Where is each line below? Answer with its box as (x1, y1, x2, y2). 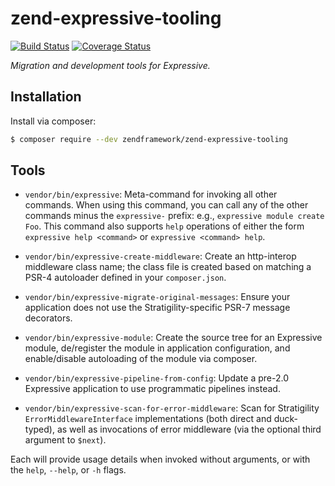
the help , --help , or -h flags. (10, 464, 127, 476)
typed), (24, 423, 55, 436)
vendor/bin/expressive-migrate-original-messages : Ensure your (24, 291, 291, 303)
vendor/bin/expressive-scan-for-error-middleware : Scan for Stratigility (24, 402, 320, 414)
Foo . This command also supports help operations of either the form (24, 220, 305, 232)
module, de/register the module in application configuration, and (24, 342, 291, 354)
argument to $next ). (24, 434, 107, 446)
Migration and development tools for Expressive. (10, 59, 211, 71)
